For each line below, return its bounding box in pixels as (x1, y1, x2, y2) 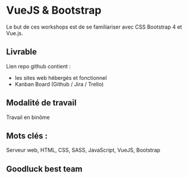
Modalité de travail (6, 98, 77, 108)
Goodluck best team (6, 164, 83, 174)
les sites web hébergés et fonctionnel (14, 74, 107, 81)
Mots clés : (6, 130, 48, 140)
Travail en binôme (6, 114, 50, 121)
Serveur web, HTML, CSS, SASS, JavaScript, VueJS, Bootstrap (6, 146, 161, 154)
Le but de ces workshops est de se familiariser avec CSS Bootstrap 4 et (6, 23, 183, 30)
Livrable (6, 47, 37, 57)
